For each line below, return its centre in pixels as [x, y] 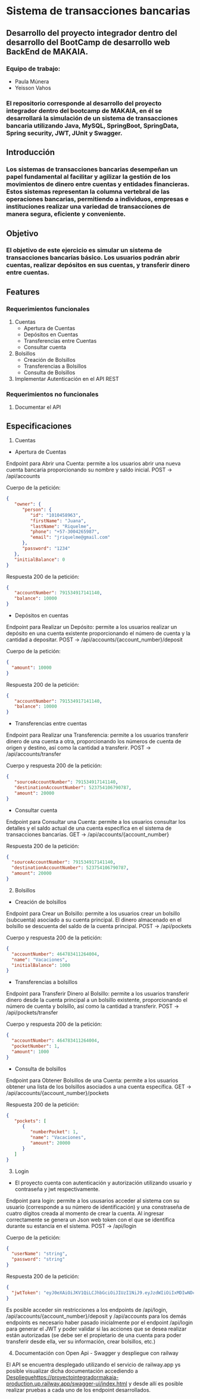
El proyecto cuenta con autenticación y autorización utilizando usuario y [103, 1183]
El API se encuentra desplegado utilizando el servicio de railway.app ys [93, 1364]
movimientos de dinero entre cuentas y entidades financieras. [98, 184]
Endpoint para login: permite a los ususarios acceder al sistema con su [93, 1201]
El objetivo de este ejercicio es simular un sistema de [84, 250]
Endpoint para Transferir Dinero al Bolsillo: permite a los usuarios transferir [98, 994]
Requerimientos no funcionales [52, 395]
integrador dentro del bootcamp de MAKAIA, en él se [84, 110]
